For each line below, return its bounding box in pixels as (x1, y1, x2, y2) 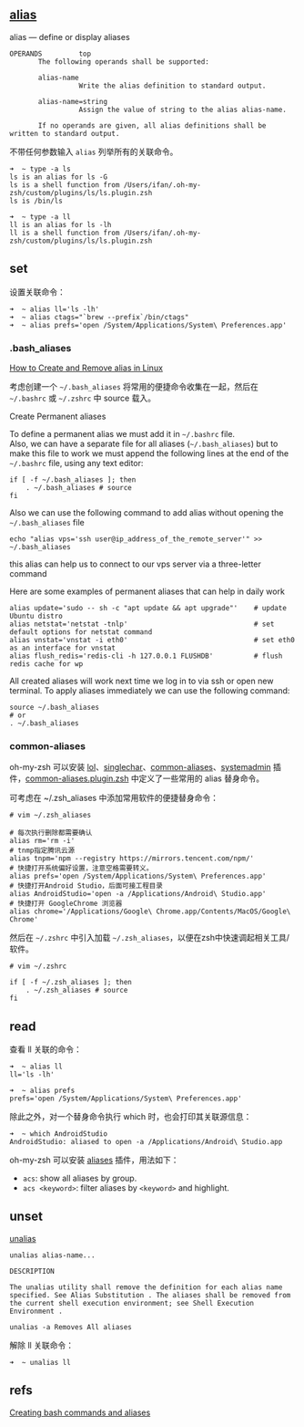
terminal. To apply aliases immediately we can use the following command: (9, 684, 290, 696)
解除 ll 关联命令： (9, 1339, 75, 1350)
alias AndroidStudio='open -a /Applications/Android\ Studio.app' (9, 890, 267, 899)
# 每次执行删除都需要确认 (9, 828, 93, 838)
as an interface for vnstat (9, 643, 117, 652)
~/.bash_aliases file (9, 516, 85, 527)
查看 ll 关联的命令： (9, 1044, 82, 1055)
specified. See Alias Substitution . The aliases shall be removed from (9, 1290, 291, 1299)
